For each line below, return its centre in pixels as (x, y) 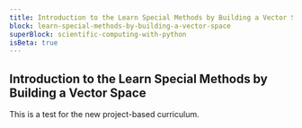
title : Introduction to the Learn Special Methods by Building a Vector (148, 17)
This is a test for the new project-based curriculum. (104, 115)
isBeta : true (34, 43)
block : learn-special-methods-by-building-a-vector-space (120, 26)
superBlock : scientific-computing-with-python (98, 34)
